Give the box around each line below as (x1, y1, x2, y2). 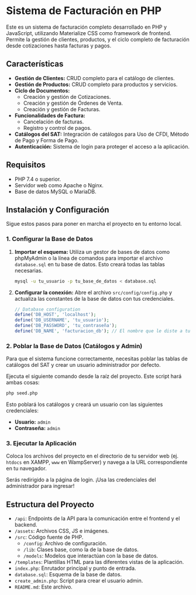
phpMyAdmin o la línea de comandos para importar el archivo (14, 254, 163, 262)
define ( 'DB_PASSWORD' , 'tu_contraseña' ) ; (14, 323, 118, 329)
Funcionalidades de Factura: (14, 112, 86, 119)
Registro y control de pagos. (23, 124, 92, 131)
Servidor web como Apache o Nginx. (14, 181, 104, 188)
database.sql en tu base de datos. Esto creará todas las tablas (14, 260, 165, 267)
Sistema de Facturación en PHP (6, 4, 162, 18)
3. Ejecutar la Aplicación (6, 439, 77, 448)
